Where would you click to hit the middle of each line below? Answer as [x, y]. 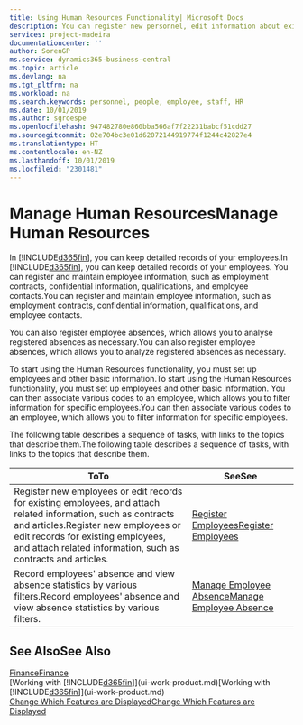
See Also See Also [60, 651]
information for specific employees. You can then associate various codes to [150, 408]
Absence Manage [228, 597]
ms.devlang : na [38, 77]
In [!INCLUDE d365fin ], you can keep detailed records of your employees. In [149, 257]
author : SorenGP [40, 51]
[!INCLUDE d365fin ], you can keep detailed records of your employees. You [149, 267]
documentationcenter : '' [56, 43]
